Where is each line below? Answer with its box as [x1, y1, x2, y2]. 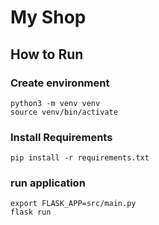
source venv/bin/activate [10, 107, 118, 117]
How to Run [10, 46, 84, 63]
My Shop [10, 6, 87, 29]
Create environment [10, 76, 110, 90]
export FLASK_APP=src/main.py [10, 199, 137, 209]
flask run [10, 207, 52, 218]
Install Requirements [10, 130, 113, 144]
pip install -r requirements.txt [10, 153, 150, 163]
